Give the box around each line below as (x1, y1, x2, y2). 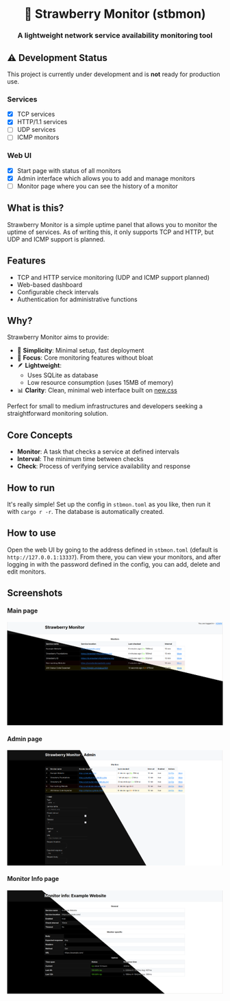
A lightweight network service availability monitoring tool (17, 31, 213, 40)
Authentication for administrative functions (16, 295, 138, 303)
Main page (7, 607, 38, 615)
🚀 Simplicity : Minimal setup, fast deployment (16, 346, 144, 355)
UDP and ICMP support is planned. (7, 235, 105, 243)
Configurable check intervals (16, 287, 99, 296)
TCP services (16, 110, 55, 119)
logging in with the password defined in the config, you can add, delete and (7, 560, 220, 568)
